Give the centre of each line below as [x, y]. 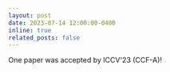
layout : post [30, 15]
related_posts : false [44, 38]
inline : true [30, 30]
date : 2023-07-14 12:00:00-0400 [62, 23]
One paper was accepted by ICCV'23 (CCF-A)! [85, 60]
